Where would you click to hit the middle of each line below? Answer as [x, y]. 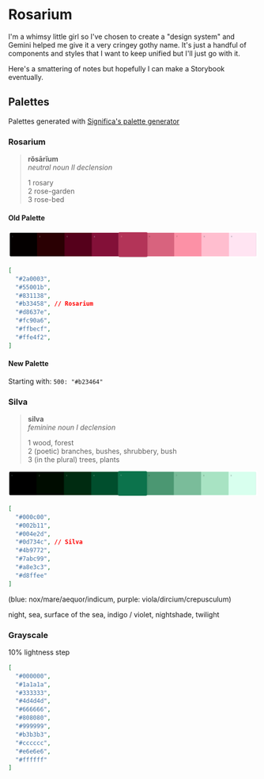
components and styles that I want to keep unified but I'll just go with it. [124, 53]
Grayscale [28, 635]
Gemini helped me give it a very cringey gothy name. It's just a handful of [127, 44]
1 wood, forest [51, 443]
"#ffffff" [31, 760]
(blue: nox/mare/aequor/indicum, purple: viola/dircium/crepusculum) [120, 599]
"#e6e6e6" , [33, 751]
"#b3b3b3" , [33, 735]
